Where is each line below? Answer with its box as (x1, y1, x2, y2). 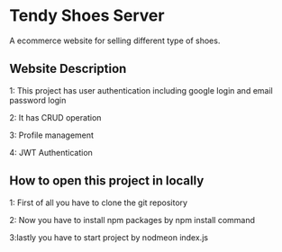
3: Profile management (9, 130, 95, 140)
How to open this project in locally (9, 173, 205, 189)
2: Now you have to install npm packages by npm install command (9, 214, 255, 225)
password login (9, 94, 67, 105)
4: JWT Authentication (9, 147, 93, 157)
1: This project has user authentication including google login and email (9, 85, 273, 95)
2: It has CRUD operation (9, 112, 102, 122)
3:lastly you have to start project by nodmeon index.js (9, 231, 209, 243)
